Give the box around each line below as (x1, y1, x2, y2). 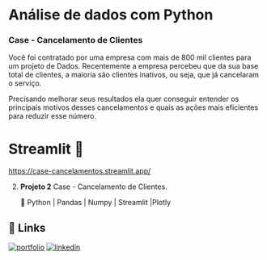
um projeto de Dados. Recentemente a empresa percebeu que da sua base (8, 61, 259, 71)
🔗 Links (8, 220, 46, 235)
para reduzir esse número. (8, 111, 97, 121)
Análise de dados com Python (8, 6, 214, 24)
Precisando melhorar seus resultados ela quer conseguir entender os (8, 94, 239, 104)
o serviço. (8, 78, 42, 88)
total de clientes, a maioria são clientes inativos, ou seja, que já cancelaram (8, 70, 260, 80)
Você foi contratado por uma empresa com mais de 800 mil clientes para (8, 52, 252, 62)
